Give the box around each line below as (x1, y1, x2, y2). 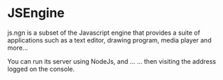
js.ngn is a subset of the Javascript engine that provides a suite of (7, 28, 200, 37)
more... (7, 43, 28, 52)
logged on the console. (7, 64, 75, 73)
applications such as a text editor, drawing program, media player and (7, 35, 212, 44)
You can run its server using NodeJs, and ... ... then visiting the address (7, 57, 217, 65)
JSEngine (7, 5, 65, 21)
